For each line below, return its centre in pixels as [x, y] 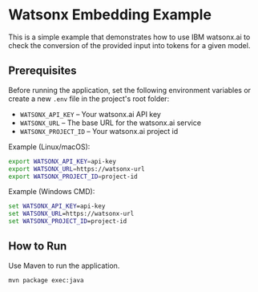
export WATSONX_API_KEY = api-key [62, 161]
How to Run [38, 246]
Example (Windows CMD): [52, 192]
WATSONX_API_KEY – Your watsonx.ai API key [91, 114]
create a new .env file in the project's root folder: [89, 99]
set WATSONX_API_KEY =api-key [57, 206]
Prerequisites [42, 71]
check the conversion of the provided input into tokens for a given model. [129, 45]
